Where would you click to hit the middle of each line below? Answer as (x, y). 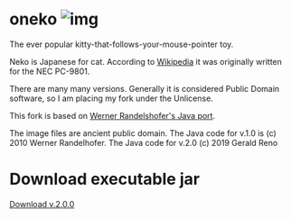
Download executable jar (105, 179)
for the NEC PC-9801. (50, 71)
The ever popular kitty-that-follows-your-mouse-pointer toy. (122, 44)
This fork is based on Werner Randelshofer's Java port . (112, 115)
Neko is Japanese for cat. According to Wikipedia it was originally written (146, 61)
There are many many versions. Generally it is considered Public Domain (145, 88)
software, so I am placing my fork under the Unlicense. (112, 98)
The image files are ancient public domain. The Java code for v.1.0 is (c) (143, 133)
